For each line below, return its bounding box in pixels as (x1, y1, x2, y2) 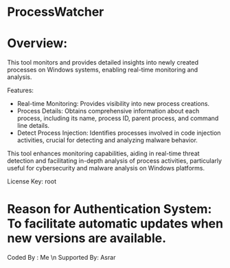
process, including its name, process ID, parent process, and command (16, 114, 219, 122)
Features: (7, 87, 34, 95)
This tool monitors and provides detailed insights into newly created (7, 58, 199, 67)
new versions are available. (7, 231, 167, 246)
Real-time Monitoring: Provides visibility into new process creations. (16, 100, 210, 108)
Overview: (7, 36, 68, 52)
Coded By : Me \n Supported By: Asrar (7, 254, 116, 262)
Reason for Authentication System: (7, 201, 212, 217)
